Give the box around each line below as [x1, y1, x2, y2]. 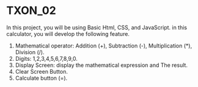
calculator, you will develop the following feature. [6, 30, 130, 37]
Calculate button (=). [15, 74, 68, 82]
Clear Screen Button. [15, 68, 68, 75]
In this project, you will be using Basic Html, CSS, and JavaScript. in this [6, 24, 188, 31]
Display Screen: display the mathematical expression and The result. [15, 61, 188, 69]
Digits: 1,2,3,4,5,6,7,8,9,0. [15, 55, 78, 62]
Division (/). [15, 48, 45, 55]
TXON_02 [6, 4, 56, 18]
